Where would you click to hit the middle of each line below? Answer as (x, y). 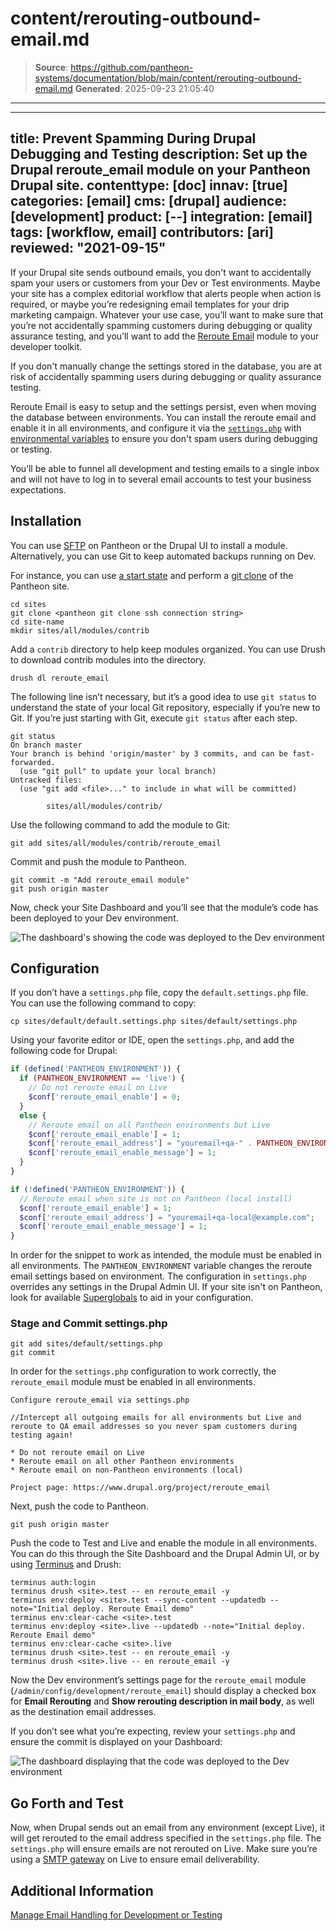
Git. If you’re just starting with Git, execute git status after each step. (154, 718)
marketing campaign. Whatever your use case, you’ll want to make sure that (167, 314)
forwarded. (33, 762)
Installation (46, 521)
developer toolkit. (46, 346)
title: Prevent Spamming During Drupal (133, 138)
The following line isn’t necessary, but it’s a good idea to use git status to (163, 696)
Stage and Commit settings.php (89, 1324)
